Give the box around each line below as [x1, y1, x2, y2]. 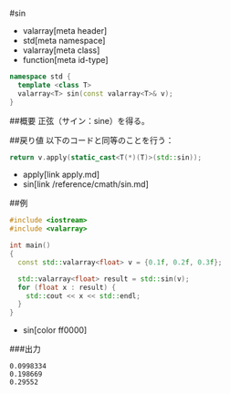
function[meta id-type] [22, 55, 109, 65]
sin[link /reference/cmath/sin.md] [22, 179, 149, 190]
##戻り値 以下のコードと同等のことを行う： [9, 134, 174, 145]
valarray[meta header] [22, 26, 108, 36]
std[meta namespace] [22, 36, 106, 46]
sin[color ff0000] [22, 325, 88, 336]
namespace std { [9, 72, 71, 81]
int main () [9, 241, 51, 250]
